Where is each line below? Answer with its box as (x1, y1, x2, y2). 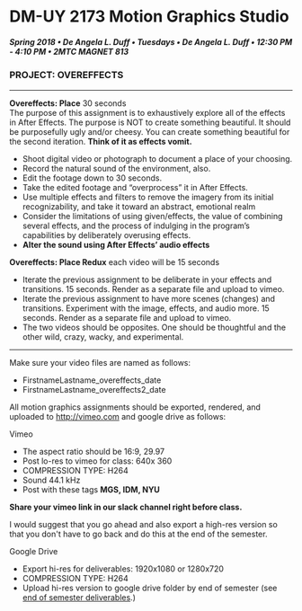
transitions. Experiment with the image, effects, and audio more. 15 (22, 303, 270, 314)
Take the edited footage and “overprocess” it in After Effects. (22, 182, 249, 192)
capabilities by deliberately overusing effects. (22, 229, 191, 240)
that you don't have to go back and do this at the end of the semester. (9, 528, 268, 539)
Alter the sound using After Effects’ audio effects (22, 239, 210, 250)
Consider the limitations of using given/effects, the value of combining (22, 210, 283, 221)
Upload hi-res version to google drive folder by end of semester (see (22, 582, 278, 593)
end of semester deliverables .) (22, 591, 137, 603)
